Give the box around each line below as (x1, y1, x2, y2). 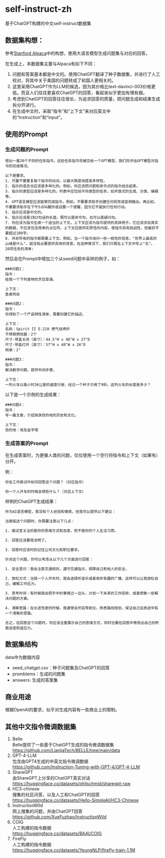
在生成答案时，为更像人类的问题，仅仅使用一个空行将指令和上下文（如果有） (5, 452, 161, 458)
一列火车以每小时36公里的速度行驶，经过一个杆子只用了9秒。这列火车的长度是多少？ (5, 382, 151, 387)
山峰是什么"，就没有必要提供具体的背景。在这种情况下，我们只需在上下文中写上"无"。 (5, 241, 155, 246)
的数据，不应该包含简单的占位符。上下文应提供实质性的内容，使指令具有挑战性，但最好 (5, 226, 156, 231)
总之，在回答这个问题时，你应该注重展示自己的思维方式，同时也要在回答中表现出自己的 (5, 620, 156, 625)
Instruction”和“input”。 (18, 114, 65, 120)
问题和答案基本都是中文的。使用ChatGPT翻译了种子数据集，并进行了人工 (12, 71, 161, 77)
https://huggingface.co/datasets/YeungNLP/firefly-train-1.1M (12, 847, 135, 853)
